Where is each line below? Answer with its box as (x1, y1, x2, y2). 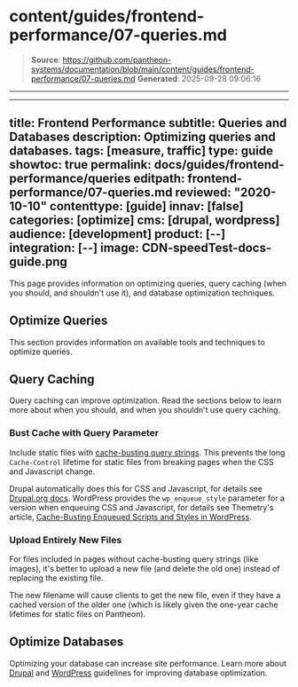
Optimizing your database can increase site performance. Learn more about (9, 658, 286, 668)
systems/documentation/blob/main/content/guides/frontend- (30, 64, 255, 75)
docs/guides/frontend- (153, 157, 285, 172)
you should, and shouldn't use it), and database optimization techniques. (9, 287, 275, 298)
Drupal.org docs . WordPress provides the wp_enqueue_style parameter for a (9, 493, 286, 503)
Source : (30, 54, 61, 65)
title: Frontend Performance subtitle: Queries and (9, 115, 287, 130)
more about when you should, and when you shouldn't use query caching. (9, 405, 281, 415)
